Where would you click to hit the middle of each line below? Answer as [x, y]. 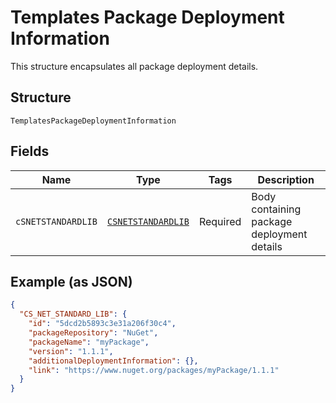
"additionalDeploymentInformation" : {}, [113, 361]
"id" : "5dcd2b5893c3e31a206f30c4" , [102, 324]
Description [286, 179]
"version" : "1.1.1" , [71, 351]
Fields [30, 151]
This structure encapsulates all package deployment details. [134, 66]
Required [220, 221]
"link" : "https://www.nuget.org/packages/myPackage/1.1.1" [154, 370]
